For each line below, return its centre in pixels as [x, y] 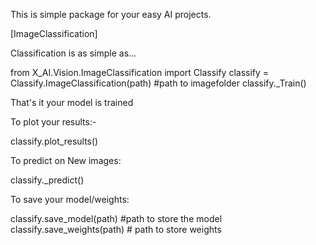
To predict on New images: [66, 160]
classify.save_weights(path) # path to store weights [116, 229]
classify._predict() [47, 180]
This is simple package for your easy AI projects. [111, 14]
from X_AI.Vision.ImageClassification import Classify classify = [140, 72]
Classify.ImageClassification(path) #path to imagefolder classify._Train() [158, 83]
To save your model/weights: [70, 199]
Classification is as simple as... [73, 53]
